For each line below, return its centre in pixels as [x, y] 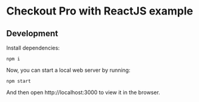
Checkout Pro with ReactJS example [100, 11]
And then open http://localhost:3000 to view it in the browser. [83, 92]
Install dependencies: [33, 48]
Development [32, 33]
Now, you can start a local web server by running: [68, 70]
